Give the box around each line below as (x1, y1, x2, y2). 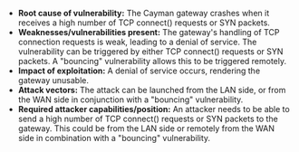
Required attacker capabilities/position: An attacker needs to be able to (17, 104, 290, 114)
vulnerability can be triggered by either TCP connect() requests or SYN (17, 46, 284, 57)
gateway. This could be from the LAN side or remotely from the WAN (17, 123, 275, 134)
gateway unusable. (17, 75, 89, 85)
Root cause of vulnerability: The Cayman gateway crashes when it (17, 8, 270, 18)
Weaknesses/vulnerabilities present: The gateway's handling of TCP (17, 27, 280, 37)
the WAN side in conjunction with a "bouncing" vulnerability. (17, 94, 244, 105)
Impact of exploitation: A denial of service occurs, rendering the (17, 65, 261, 76)
